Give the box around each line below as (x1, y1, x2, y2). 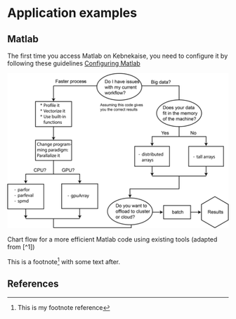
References (7, 278, 59, 290)
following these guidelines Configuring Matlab (7, 59, 140, 68)
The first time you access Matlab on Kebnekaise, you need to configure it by (7, 51, 228, 60)
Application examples (7, 5, 138, 21)
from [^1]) (7, 243, 35, 251)
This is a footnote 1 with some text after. (7, 256, 121, 266)
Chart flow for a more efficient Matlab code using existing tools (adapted (7, 235, 218, 244)
